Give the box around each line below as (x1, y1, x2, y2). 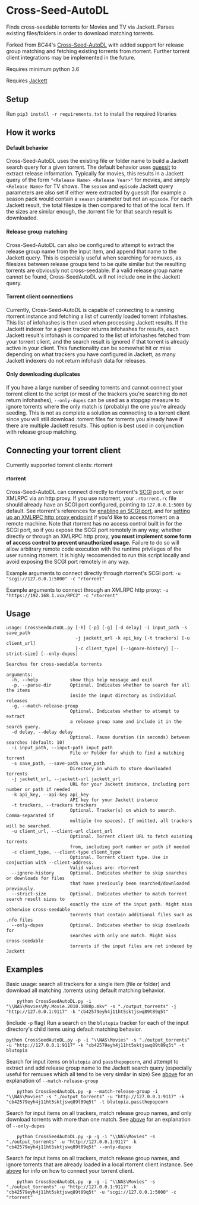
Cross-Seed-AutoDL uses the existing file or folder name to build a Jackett (6, 157, 189, 165)
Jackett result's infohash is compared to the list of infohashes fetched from (6, 332, 190, 339)
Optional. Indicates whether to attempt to (70, 708, 179, 714)
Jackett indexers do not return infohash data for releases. (6, 357, 147, 364)
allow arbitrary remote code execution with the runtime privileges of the (6, 545, 182, 552)
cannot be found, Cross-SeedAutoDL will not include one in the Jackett (6, 273, 181, 280)
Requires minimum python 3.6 (6, 65, 80, 72)
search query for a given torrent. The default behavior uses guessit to (6, 163, 177, 171)
